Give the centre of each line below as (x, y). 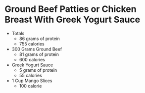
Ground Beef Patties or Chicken (71, 9)
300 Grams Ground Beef (37, 49)
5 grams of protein (38, 70)
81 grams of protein (39, 54)
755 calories (32, 44)
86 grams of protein (39, 39)
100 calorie (30, 86)
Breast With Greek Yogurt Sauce (72, 20)
